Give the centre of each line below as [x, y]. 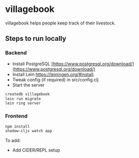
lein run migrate [23, 99]
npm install [17, 126]
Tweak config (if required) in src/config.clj [55, 79]
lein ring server [23, 103]
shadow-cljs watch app [29, 131]
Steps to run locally [36, 39]
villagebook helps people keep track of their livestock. [60, 23]
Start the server [28, 85]
